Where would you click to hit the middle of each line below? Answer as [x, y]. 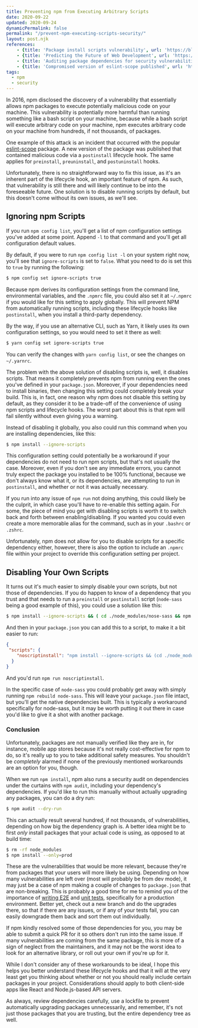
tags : [13, 72]
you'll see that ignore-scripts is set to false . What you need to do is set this [99, 261]
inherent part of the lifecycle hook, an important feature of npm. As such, [95, 179]
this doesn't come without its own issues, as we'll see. [72, 198]
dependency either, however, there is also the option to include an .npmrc [95, 547]
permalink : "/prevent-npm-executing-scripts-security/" [76, 34]
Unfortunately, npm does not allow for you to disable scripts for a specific [95, 541]
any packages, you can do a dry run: [51, 798]
